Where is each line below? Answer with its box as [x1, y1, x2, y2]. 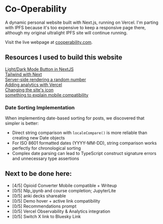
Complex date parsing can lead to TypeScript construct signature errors [12, 151, 157, 156]
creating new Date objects [12, 135, 65, 141]
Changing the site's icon [5, 86, 54, 93]
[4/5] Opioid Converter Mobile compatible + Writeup [12, 182, 117, 188]
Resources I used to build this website [5, 53, 123, 62]
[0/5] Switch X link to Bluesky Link [12, 213, 81, 219]
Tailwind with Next [5, 71, 42, 77]
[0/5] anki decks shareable [12, 193, 66, 199]
